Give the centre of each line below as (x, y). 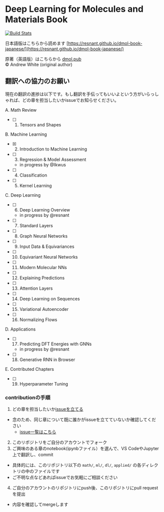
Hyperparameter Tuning (44, 384)
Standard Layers (36, 225)
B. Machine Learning (26, 134)
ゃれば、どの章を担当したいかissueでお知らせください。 (62, 100)
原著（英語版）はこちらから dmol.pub (43, 59)
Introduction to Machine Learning (53, 149)
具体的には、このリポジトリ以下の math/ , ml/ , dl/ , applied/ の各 (77, 465)
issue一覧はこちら (38, 432)
